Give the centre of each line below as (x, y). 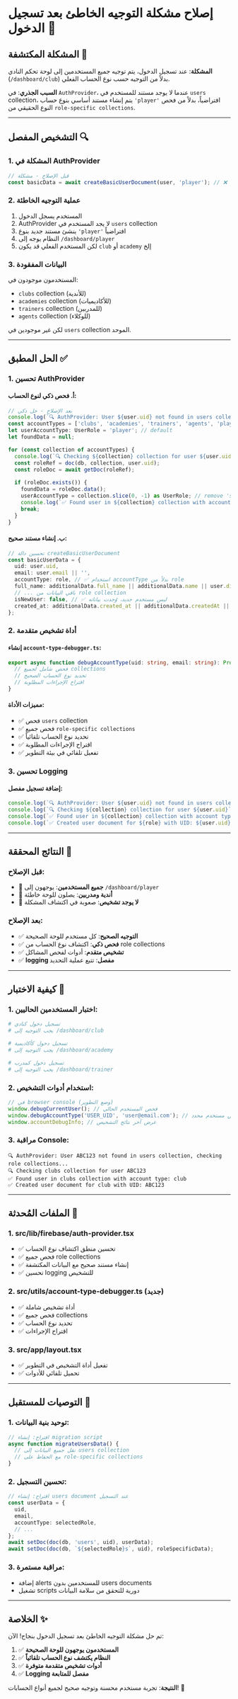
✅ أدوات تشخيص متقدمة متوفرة (60, 1666)
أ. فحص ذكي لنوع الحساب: (42, 395)
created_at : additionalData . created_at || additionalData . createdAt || (122, 606)
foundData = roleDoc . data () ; (64, 489)
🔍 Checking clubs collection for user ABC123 (77, 1171)
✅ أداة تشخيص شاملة (47, 1307)
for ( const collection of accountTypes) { (71, 450)
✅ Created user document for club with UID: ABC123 (86, 1185)
